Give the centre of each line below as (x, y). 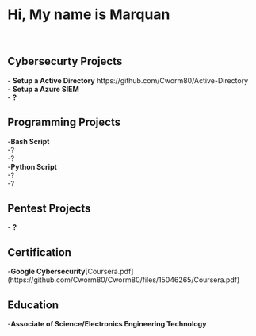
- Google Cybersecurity (46, 272)
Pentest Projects (49, 208)
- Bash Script (29, 141)
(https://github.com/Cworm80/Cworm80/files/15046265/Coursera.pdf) (124, 280)
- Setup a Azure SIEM (44, 89)
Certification (40, 252)
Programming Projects (64, 122)
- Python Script (32, 166)
